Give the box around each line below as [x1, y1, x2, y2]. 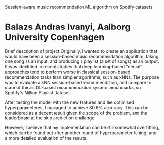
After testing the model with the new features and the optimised [5, 99, 134, 105]
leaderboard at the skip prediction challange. [5, 115, 96, 121]
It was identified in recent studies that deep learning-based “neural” [5, 63, 143, 69]
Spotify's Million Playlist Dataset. [5, 89, 71, 95]
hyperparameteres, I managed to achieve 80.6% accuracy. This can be [5, 104, 149, 110]
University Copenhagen [5, 32, 105, 43]
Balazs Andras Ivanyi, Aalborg [5, 22, 131, 32]
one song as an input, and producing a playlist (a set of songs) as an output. [5, 58, 159, 64]
